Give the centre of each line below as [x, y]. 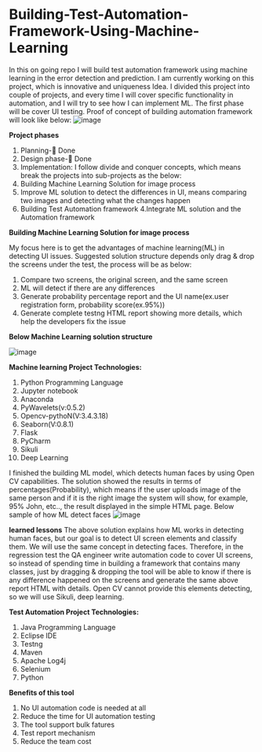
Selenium [35, 669]
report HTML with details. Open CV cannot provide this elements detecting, [131, 588]
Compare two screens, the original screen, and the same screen [124, 279]
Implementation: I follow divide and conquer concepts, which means [131, 167]
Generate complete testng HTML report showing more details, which [131, 313]
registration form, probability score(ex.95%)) [93, 304]
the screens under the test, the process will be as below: [100, 264]
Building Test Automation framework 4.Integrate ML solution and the [131, 208]
